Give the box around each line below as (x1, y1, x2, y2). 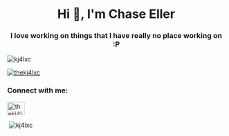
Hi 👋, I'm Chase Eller (57, 6, 175, 22)
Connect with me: (7, 86, 68, 95)
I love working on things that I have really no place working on (10, 31, 223, 41)
